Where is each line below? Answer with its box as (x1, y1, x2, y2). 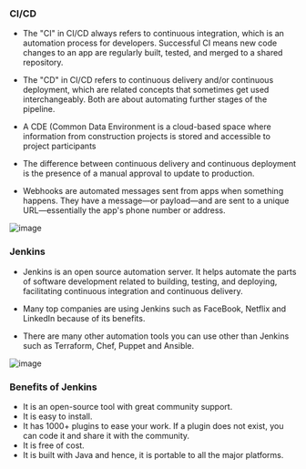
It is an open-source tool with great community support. (22, 401, 233, 412)
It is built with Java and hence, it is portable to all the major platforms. (22, 449, 284, 460)
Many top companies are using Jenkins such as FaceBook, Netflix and (22, 303, 287, 314)
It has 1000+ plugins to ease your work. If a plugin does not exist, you (22, 420, 284, 431)
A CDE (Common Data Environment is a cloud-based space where (22, 121, 271, 132)
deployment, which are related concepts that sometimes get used (22, 85, 270, 96)
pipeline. (22, 104, 56, 115)
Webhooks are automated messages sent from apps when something (22, 186, 284, 197)
